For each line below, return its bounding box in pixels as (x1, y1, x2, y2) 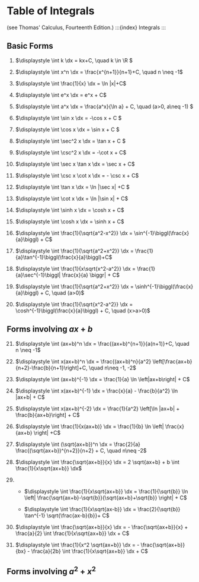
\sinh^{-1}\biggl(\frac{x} (134, 283, 194, 290)
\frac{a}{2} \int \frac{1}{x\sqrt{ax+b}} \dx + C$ (15, 530, 130, 537)
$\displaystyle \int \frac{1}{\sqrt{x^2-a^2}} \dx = (15, 301, 133, 308)
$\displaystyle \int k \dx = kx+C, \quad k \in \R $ (15, 56, 133, 64)
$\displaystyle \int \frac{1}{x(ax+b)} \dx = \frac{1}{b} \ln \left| (15, 423, 165, 430)
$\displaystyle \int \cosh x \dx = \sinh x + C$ (15, 218, 124, 225)
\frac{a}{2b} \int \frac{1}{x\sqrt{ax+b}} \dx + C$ (31, 548, 149, 555)
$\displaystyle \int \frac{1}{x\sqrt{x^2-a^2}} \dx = (15, 265, 136, 272)
